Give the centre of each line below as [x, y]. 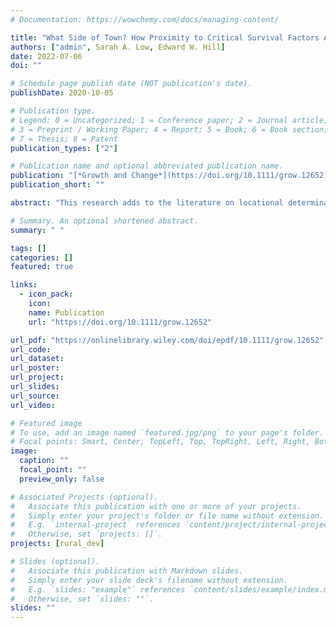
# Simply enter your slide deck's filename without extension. [149, 580]
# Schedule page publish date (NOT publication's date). [131, 84]
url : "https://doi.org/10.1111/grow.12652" [120, 322]
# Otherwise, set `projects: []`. [86, 534]
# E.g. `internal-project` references [96, 525]
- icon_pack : [46, 294]
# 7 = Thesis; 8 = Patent [64, 139]
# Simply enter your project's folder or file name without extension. [167, 516]
